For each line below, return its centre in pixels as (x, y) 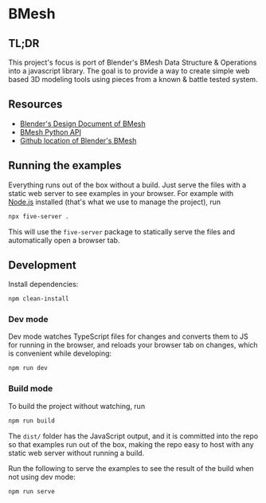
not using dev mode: (42, 477)
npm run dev (28, 368)
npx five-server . (39, 216)
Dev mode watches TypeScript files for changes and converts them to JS (128, 336)
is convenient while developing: (60, 354)
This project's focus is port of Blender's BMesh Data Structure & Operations (133, 62)
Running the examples (65, 165)
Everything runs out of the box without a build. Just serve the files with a (127, 185)
